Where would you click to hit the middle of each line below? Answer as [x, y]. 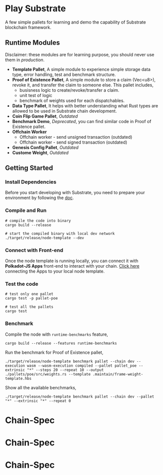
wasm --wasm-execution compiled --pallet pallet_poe [82, 366]
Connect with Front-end [34, 250]
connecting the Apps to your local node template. [55, 271]
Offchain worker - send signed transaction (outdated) [73, 142]
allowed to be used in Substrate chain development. [64, 111]
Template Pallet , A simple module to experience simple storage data [81, 69]
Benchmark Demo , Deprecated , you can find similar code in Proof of [82, 121]
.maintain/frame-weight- [118, 374]
